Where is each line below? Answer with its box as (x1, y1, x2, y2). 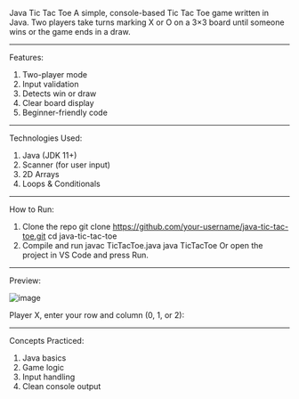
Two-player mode (21, 69, 87, 79)
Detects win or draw (21, 88, 97, 99)
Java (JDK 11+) (21, 151, 77, 160)
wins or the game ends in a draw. (9, 27, 131, 37)
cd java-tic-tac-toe (47, 231, 117, 241)
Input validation (21, 79, 79, 89)
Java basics (21, 353, 67, 363)
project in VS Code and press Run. (21, 249, 149, 260)
